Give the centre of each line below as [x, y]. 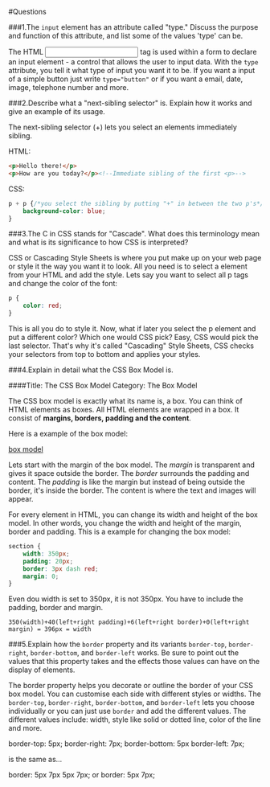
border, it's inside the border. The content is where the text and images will [132, 490]
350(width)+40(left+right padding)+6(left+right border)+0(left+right [129, 622]
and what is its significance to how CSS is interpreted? [98, 242]
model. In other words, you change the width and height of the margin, [125, 523]
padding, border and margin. [55, 608]
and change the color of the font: [63, 284]
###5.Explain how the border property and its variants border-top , [118, 644]
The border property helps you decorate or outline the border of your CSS [131, 686]
